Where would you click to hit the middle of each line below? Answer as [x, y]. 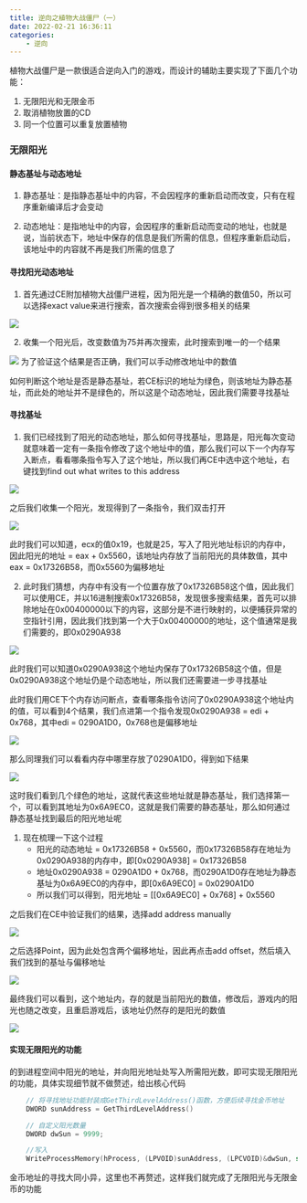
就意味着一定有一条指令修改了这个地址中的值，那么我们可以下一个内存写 [159, 448]
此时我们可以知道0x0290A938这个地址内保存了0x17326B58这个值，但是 [146, 669]
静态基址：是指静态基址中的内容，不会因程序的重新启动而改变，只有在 [155, 195]
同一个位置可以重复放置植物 [75, 124]
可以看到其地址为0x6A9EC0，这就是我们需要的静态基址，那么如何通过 [158, 807]
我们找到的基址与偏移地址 [58, 962]
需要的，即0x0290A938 [76, 632]
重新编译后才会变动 [67, 207]
